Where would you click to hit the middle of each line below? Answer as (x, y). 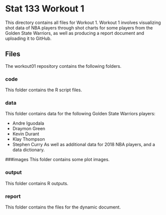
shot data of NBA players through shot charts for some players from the (79, 27)
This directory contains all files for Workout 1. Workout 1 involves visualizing (83, 22)
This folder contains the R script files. (44, 90)
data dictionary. (28, 150)
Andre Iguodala (28, 123)
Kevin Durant (26, 134)
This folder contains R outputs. (37, 183)
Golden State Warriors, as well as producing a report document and (75, 33)
